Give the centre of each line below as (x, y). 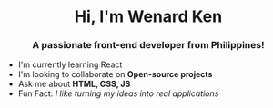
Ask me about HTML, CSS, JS (74, 84)
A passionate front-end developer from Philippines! (148, 45)
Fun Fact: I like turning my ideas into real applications (118, 93)
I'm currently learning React (70, 64)
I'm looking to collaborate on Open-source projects (115, 74)
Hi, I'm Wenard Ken (148, 17)
